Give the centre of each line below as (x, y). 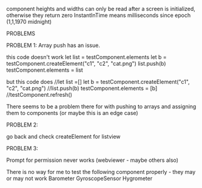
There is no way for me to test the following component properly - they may (101, 172)
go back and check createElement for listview (63, 137)
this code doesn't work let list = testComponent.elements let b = (86, 57)
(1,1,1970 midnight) (29, 22)
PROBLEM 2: (22, 125)
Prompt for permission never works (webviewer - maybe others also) (93, 160)
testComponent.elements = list (45, 70)
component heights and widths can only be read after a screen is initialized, (101, 9)
